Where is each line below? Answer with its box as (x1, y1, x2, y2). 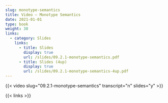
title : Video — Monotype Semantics (5, 12, 81, 17)
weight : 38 (5, 26, 29, 31)
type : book (5, 21, 29, 27)
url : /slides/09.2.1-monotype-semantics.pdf (23, 54, 120, 60)
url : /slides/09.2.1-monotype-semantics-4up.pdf (23, 69, 129, 74)
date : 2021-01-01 (5, 17, 42, 22)
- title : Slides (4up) (18, 59, 67, 64)
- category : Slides (10, 36, 51, 41)
